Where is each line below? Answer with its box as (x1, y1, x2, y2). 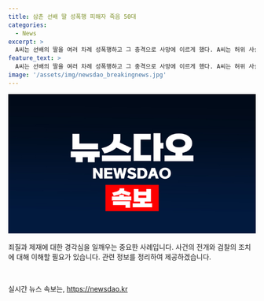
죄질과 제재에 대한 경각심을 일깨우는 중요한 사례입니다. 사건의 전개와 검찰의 (8, 243, 237, 252)
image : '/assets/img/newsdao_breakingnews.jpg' (8, 71, 167, 79)
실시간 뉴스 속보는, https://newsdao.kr (8, 284, 128, 294)
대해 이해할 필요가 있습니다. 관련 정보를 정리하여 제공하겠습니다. (16, 252, 212, 262)
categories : (8, 20, 47, 29)
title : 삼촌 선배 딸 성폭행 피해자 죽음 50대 (8, 13, 137, 20)
